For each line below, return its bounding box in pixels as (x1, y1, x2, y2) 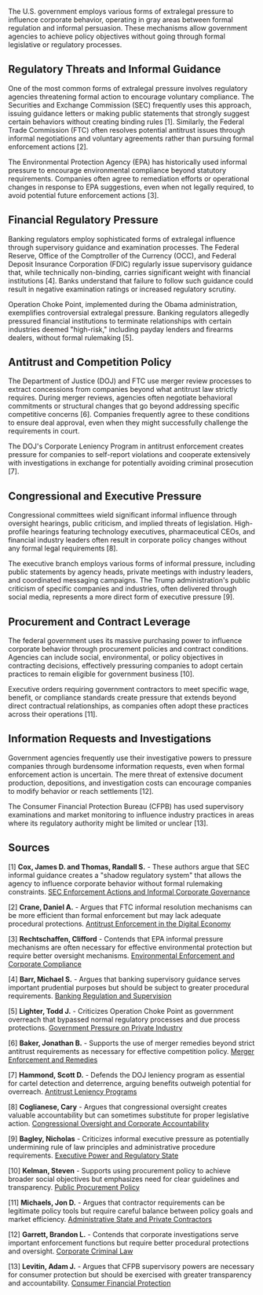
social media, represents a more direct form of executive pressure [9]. (8, 592, 235, 602)
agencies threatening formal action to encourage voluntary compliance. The (8, 92, 254, 101)
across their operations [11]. (8, 710, 98, 719)
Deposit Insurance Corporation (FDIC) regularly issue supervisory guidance (8, 259, 253, 269)
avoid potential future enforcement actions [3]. (8, 190, 159, 199)
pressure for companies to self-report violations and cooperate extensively (8, 450, 251, 459)
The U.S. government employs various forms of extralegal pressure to (8, 7, 234, 16)
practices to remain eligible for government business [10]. (8, 669, 195, 679)
